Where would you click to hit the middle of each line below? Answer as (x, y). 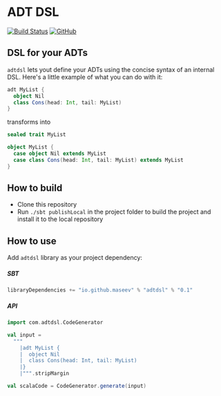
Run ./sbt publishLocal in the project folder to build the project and (114, 212)
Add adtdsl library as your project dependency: (75, 258)
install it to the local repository (60, 219)
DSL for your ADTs (48, 53)
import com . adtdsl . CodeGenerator (55, 323)
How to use (32, 241)
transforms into (29, 122)
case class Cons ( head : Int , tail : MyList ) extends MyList (99, 160)
